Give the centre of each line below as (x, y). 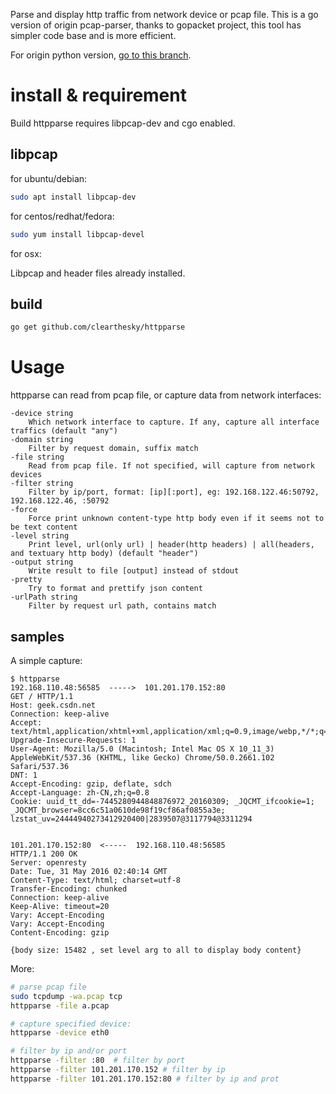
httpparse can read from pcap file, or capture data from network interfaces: (166, 395)
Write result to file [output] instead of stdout (134, 571)
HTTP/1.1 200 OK (44, 854)
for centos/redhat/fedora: (62, 216)
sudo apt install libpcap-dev (73, 197)
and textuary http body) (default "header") (104, 554)
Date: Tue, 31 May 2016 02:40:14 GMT (89, 871)
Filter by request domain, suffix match (113, 449)
